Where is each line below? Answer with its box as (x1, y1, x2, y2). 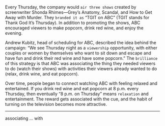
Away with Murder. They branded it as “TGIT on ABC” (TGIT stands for (5, 15, 150, 20)
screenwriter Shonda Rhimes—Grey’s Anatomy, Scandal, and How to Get (5, 9, 152, 15)
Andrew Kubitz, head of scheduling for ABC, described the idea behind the (5, 40, 156, 46)
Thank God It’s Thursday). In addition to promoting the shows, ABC (5, 20, 141, 25)
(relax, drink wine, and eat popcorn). (5, 71, 79, 76)
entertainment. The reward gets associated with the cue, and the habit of (5, 96, 153, 102)
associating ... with (5, 115, 43, 121)
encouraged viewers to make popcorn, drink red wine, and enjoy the (5, 25, 144, 31)
